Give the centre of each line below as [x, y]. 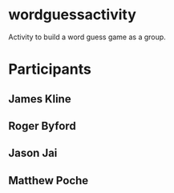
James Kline [40, 99]
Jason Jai [33, 153]
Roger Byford [42, 126]
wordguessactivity [72, 15]
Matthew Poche [49, 181]
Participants [50, 69]
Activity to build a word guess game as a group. [87, 37]
